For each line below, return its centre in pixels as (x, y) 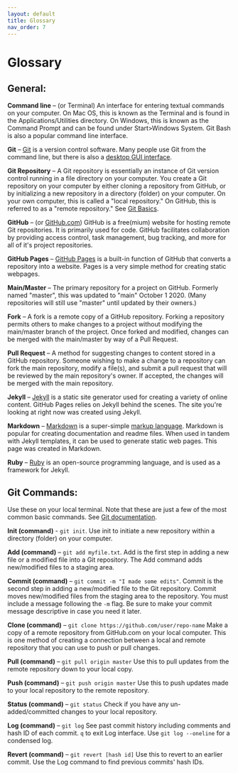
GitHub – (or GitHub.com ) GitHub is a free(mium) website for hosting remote (119, 223)
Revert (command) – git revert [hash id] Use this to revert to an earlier (115, 755)
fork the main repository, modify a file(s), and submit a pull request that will (117, 368)
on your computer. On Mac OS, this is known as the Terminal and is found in (118, 113)
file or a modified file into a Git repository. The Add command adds (105, 560)
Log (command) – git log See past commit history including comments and (119, 725)
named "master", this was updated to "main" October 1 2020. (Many (107, 295)
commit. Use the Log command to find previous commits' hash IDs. (106, 762)
